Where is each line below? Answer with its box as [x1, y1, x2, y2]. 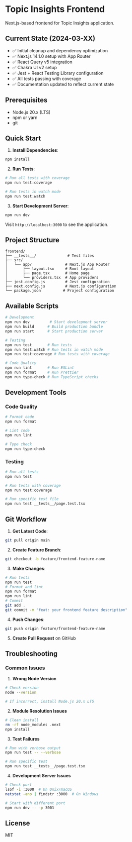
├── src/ [5, 258, 23, 263]
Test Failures [12, 736, 40, 742]
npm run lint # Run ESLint [5, 365, 74, 370]
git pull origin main [5, 538, 50, 543]
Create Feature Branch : [12, 546, 62, 553]
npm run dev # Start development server [5, 319, 108, 324]
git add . [5, 603, 26, 608]
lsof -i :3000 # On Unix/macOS [5, 787, 72, 792]
